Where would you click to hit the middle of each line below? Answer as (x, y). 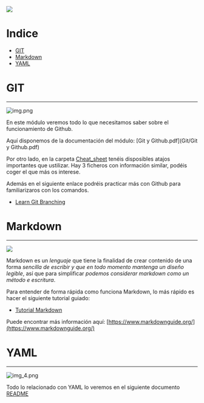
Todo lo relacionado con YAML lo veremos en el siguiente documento (93, 387)
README (18, 393)
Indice (22, 34)
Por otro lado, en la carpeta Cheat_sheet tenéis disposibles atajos (88, 159)
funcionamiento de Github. (39, 128)
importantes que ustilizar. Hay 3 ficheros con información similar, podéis (97, 165)
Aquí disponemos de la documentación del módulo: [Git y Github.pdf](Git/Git (102, 141)
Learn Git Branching (40, 201)
